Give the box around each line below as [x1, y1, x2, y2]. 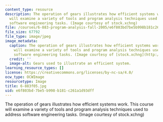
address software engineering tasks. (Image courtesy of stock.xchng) [5, 112, 145, 118]
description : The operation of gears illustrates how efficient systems [5, 12, 155, 16]
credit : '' [9, 57, 32, 61]
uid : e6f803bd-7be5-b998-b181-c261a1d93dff [5, 88, 95, 93]
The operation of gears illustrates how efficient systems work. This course [5, 101, 154, 107]
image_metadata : [5, 39, 38, 44]
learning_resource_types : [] [5, 66, 64, 71]
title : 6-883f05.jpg [5, 83, 47, 89]
